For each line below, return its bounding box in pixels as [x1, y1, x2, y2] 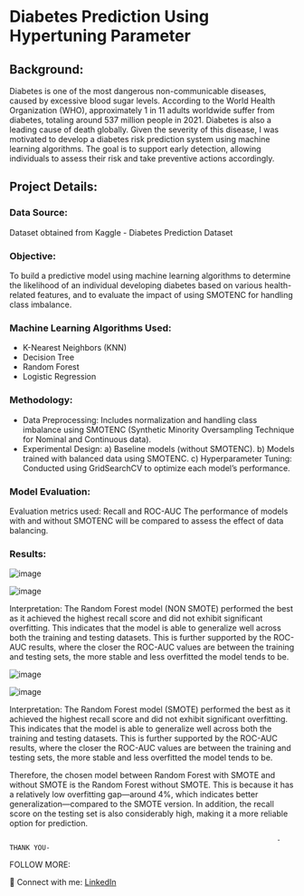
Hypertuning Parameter [9, 25, 192, 46]
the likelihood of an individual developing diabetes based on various [9, 279, 263, 291]
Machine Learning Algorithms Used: [9, 322, 172, 334]
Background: [9, 62, 84, 77]
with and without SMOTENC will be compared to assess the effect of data [9, 515, 284, 526]
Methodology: [9, 394, 73, 407]
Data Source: [9, 207, 68, 219]
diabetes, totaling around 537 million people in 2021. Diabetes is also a [9, 115, 271, 125]
